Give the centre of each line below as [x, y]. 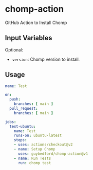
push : [15, 99]
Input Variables [29, 38]
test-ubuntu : [23, 126]
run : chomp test [34, 163]
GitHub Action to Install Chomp [36, 23]
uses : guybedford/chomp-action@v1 [53, 154]
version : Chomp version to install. [46, 59]
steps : [20, 140]
